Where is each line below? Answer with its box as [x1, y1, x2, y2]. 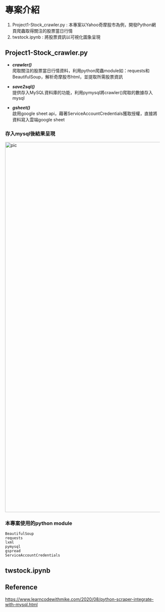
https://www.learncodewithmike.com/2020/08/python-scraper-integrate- [5, 596, 154, 602]
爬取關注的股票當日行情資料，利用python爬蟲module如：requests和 [12, 68, 150, 73]
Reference [5, 583, 38, 592]
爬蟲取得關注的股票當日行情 [16, 28, 73, 34]
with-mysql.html [5, 601, 38, 607]
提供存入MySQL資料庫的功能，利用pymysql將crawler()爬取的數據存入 [12, 89, 153, 95]
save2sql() [12, 83, 35, 89]
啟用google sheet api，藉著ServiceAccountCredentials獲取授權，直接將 [12, 110, 158, 116]
